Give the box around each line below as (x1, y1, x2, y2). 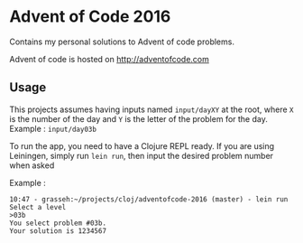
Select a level (9, 202, 67, 211)
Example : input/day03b (9, 123, 97, 134)
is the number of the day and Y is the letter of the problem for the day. (9, 113, 268, 124)
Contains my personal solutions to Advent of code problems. (9, 36, 234, 47)
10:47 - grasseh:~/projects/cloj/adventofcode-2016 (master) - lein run (9, 194, 289, 204)
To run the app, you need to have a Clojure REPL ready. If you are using (9, 140, 275, 151)
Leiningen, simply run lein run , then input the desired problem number (9, 150, 273, 161)
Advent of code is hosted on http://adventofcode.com (9, 53, 210, 64)
